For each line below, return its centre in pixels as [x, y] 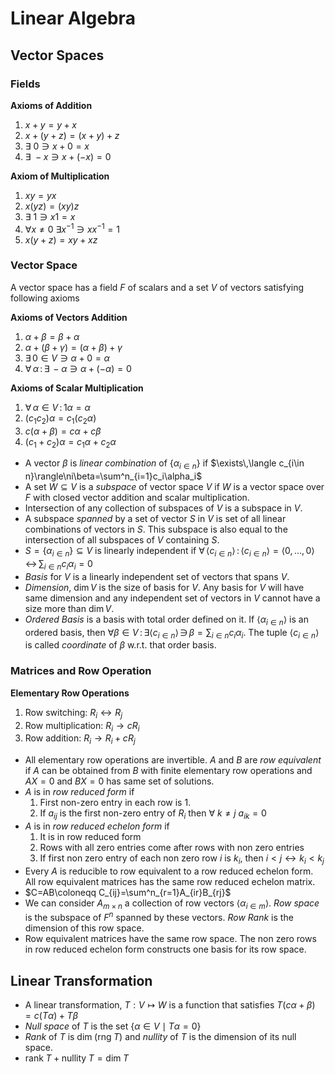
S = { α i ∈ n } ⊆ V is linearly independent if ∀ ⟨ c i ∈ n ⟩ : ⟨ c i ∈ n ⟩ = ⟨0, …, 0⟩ [169, 552]
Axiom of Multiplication [60, 176]
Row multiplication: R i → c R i [82, 726]
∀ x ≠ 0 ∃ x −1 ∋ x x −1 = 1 [72, 228]
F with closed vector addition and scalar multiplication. [137, 498]
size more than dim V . [69, 608]
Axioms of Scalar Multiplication [77, 388]
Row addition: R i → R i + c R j [80, 739]
